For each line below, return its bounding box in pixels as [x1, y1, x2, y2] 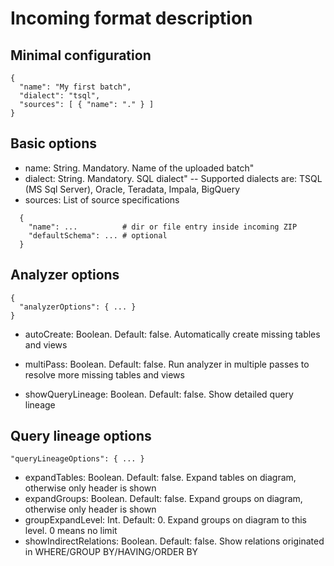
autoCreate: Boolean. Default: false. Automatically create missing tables [24, 328, 321, 340]
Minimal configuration [10, 47, 152, 64]
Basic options [10, 135, 98, 152]
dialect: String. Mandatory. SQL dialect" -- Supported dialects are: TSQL [24, 172, 323, 184]
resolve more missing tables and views [24, 368, 185, 381]
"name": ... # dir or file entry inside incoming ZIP [28, 222, 298, 232]
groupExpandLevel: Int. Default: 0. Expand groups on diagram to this [24, 514, 307, 526]
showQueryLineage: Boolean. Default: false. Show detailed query [24, 388, 294, 400]
